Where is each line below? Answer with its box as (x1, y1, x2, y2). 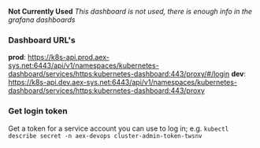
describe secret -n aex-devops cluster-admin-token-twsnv (8, 131, 202, 140)
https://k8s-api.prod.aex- (27, 53, 110, 62)
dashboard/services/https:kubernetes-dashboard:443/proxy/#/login (8, 69, 230, 79)
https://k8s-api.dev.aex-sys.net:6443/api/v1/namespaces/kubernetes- (8, 78, 238, 87)
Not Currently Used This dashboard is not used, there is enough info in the (8, 7, 253, 16)
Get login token (8, 105, 69, 117)
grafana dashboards (8, 15, 76, 24)
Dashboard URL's (8, 35, 76, 46)
